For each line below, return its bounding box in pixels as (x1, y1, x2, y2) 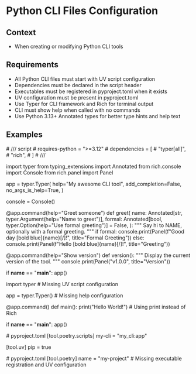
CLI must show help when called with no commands (14, 107, 140, 114)
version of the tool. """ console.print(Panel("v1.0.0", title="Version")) (6, 258, 171, 265)
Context (6, 28, 36, 37)
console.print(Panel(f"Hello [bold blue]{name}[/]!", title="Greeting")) (6, 240, 171, 247)
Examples (6, 130, 43, 140)
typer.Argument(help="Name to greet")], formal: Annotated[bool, (6, 215, 163, 222)
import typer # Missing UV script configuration (6, 280, 119, 287)
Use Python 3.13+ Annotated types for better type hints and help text (14, 112, 181, 119)
